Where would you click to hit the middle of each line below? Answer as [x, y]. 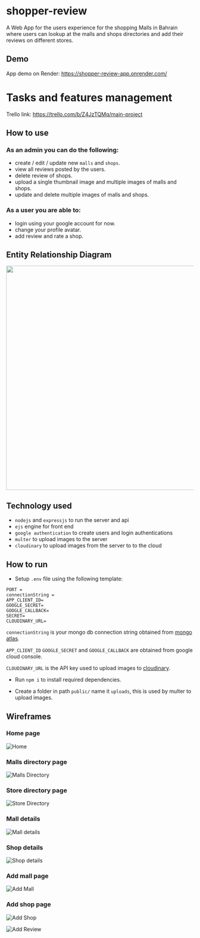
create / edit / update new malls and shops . [67, 163]
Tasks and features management [89, 97]
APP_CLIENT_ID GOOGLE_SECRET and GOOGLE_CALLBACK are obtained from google [100, 650]
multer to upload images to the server [61, 539]
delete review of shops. [43, 176]
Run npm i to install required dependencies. [68, 680]
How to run [27, 564]
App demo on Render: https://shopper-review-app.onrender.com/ [87, 74]
